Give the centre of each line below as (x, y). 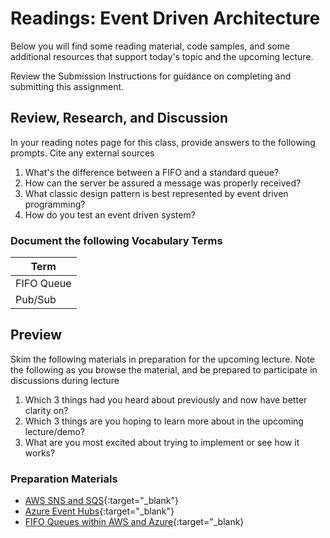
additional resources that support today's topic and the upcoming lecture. (162, 56)
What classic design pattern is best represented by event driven (156, 193)
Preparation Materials (64, 479)
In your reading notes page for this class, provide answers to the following (163, 142)
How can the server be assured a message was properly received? (163, 183)
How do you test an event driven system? (110, 214)
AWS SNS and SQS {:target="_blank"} (101, 501)
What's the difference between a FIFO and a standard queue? (152, 172)
